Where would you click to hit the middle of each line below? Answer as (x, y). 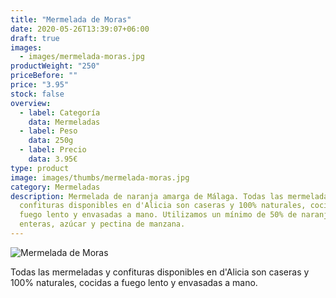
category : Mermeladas (55, 187)
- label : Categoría (60, 112)
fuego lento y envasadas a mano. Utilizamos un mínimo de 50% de (158, 215)
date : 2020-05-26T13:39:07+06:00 (80, 29)
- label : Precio (53, 150)
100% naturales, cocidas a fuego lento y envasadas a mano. (134, 282)
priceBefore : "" (44, 76)
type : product (40, 168)
